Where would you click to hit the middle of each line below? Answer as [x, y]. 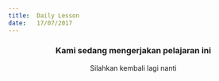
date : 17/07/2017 [40, 23]
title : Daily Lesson [44, 15]
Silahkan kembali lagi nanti [133, 67]
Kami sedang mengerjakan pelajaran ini [133, 51]
